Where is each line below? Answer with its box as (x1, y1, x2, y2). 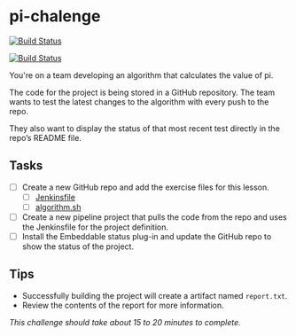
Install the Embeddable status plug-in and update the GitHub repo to (21, 231, 272, 241)
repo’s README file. (9, 132, 82, 143)
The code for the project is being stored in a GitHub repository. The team (9, 87, 276, 98)
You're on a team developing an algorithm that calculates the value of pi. (9, 69, 274, 81)
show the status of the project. (21, 241, 135, 252)
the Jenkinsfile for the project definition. (21, 222, 169, 232)
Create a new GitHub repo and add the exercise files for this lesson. (21, 182, 270, 192)
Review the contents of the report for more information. (21, 300, 224, 310)
